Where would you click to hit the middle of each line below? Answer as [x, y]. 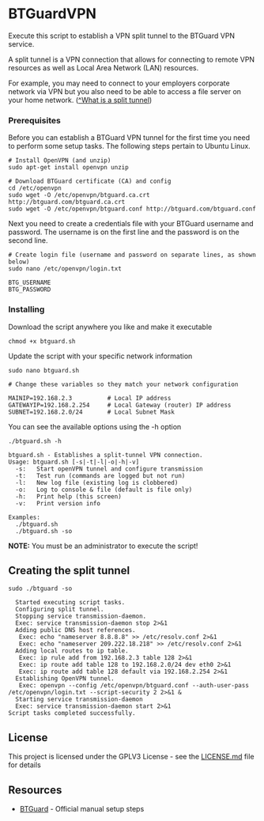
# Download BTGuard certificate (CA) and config [90, 182]
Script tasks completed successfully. [72, 713]
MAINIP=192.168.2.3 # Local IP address [90, 398]
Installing [26, 309]
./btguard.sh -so [44, 531]
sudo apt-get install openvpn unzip [68, 168]
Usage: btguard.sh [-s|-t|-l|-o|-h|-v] [74, 462]
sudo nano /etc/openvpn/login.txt [65, 269]
